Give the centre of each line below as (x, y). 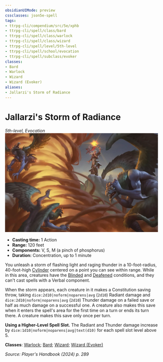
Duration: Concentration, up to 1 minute (52, 255)
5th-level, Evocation (25, 130)
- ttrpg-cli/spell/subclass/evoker (41, 56)
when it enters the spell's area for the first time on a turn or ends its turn (77, 310)
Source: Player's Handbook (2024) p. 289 (47, 354)
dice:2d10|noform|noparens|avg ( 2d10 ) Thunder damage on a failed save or (80, 300)
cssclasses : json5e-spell (31, 15)
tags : (10, 20)
